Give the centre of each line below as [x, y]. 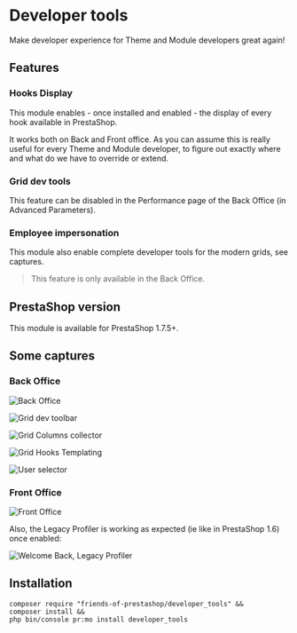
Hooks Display [41, 93]
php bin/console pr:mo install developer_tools [99, 619]
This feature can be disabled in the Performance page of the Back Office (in [148, 200]
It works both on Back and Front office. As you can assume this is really [140, 139]
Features [34, 68]
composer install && [47, 612]
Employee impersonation [64, 233]
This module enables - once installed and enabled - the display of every [141, 113]
